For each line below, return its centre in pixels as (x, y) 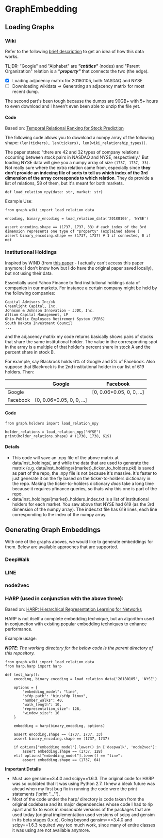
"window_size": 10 (41, 713)
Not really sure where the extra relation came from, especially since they (78, 168)
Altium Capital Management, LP (37, 315)
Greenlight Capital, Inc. (31, 306)
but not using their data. (29, 273)
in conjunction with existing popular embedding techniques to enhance (76, 624)
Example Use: (19, 201)
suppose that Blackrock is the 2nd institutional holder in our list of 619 (75, 367)
